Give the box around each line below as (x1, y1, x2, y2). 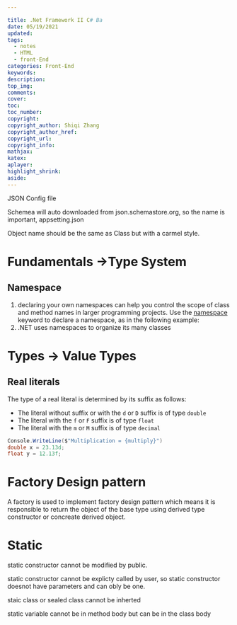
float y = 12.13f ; (7, 450, 62, 457)
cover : (7, 96, 27, 103)
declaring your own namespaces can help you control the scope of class (17, 300, 230, 309)
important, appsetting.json (7, 215, 84, 224)
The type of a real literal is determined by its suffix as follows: (7, 394, 187, 403)
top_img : (7, 82, 33, 89)
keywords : (7, 69, 37, 76)
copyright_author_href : (7, 128, 78, 135)
